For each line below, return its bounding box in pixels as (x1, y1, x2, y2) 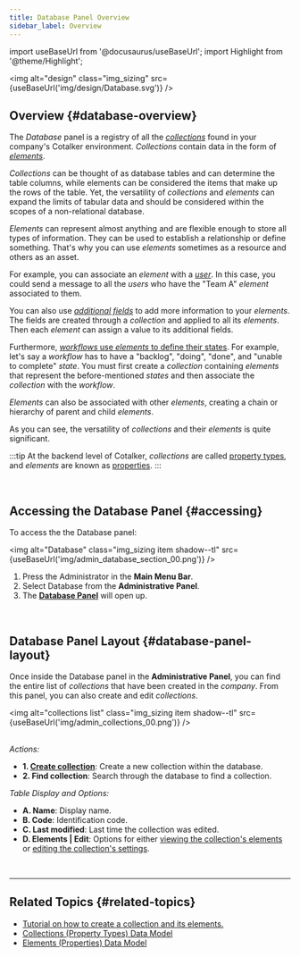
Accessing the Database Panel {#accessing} (9, 503, 263, 518)
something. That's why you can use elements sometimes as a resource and (9, 242, 287, 253)
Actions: (9, 743, 40, 754)
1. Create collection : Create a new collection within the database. (21, 760, 263, 771)
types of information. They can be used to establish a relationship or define (9, 233, 287, 244)
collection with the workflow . (9, 380, 116, 390)
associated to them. (9, 288, 82, 299)
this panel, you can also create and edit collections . (9, 690, 198, 701)
